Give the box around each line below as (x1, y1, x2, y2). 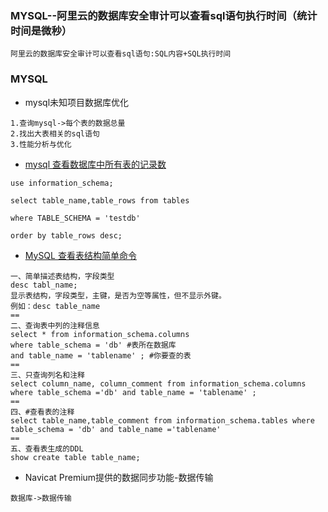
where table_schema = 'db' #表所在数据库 (10, 340, 177, 350)
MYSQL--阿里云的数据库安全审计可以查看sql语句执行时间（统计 (10, 8, 318, 22)
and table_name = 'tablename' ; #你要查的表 (10, 350, 192, 361)
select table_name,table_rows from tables (10, 195, 190, 206)
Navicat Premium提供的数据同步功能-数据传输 (24, 471, 214, 483)
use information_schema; (10, 178, 114, 188)
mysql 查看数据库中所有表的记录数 (24, 158, 167, 170)
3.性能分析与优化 (10, 139, 72, 149)
